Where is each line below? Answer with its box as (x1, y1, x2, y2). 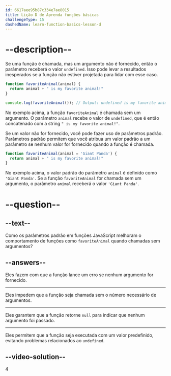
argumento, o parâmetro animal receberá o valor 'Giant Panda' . (5, 181, 139, 187)
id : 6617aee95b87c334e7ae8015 (5, 7, 70, 13)
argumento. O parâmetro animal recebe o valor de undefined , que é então (5, 115, 159, 121)
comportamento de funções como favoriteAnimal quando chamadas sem (5, 238, 160, 244)
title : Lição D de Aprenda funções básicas (5, 12, 99, 17)
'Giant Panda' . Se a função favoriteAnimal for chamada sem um (5, 175, 141, 182)
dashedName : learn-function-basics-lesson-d (5, 21, 101, 27)
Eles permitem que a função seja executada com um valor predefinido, (5, 332, 154, 338)
